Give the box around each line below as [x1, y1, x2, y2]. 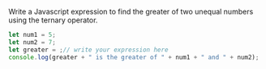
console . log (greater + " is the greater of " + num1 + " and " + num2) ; [8, 53, 260, 61]
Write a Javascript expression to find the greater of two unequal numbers [8, 7, 254, 16]
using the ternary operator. [8, 15, 98, 25]
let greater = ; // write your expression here [8, 46, 169, 54]
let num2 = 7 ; [8, 38, 57, 47]
